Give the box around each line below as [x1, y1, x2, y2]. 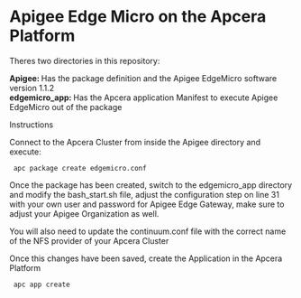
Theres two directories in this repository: [9, 55, 160, 66]
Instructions [9, 119, 54, 130]
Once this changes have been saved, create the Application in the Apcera [9, 253, 283, 264]
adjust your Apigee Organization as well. [9, 208, 160, 219]
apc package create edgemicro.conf [13, 163, 147, 172]
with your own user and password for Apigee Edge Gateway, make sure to [9, 199, 285, 210]
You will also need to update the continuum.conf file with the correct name [9, 226, 287, 237]
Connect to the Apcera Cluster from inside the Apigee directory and [9, 136, 261, 147]
